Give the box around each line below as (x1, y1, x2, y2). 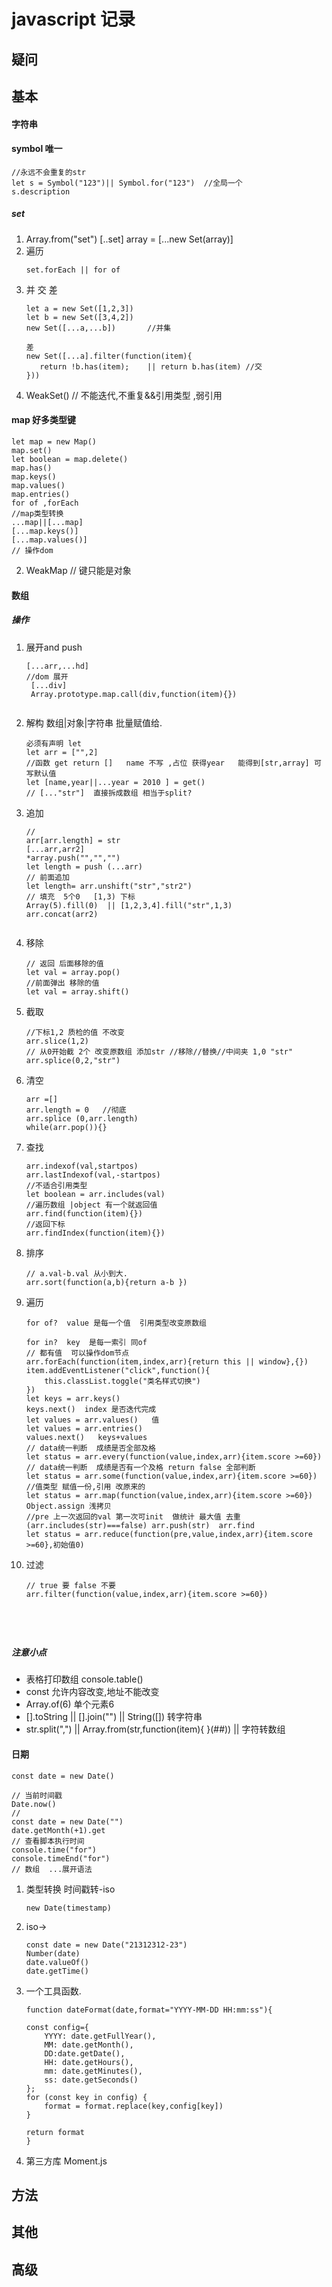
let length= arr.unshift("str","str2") (25, 881, 193, 891)
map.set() (11, 445, 53, 455)
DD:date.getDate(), (44, 2048, 126, 2059)
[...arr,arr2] (25, 844, 85, 854)
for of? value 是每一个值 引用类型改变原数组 (25, 1318, 207, 1328)
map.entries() (11, 489, 71, 499)
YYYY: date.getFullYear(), (44, 2031, 157, 2041)
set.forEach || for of (25, 265, 121, 275)
